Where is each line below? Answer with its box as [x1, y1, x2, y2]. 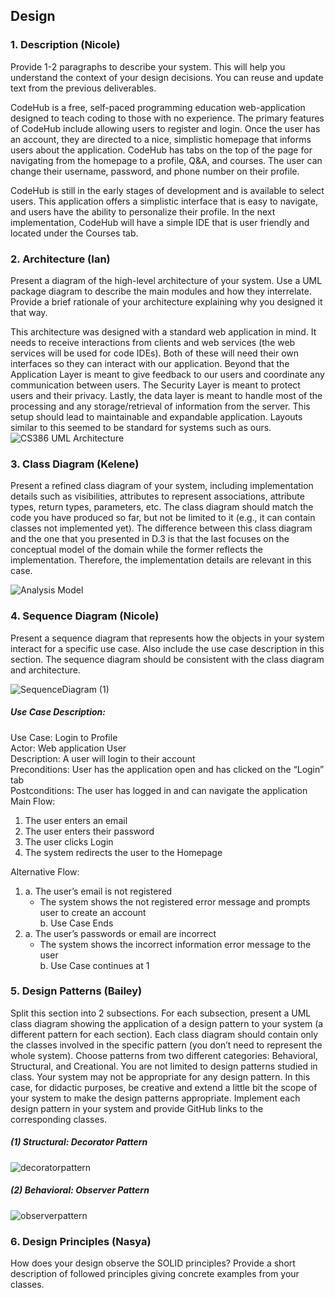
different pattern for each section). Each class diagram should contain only [10, 1028, 319, 1040]
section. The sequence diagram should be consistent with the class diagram [10, 653, 325, 665]
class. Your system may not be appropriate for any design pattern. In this [10, 1070, 311, 1083]
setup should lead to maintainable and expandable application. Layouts [10, 410, 303, 423]
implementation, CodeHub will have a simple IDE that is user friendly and [10, 216, 310, 228]
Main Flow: [10, 795, 56, 807]
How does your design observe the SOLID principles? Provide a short [10, 1257, 296, 1269]
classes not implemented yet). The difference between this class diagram [10, 522, 313, 534]
